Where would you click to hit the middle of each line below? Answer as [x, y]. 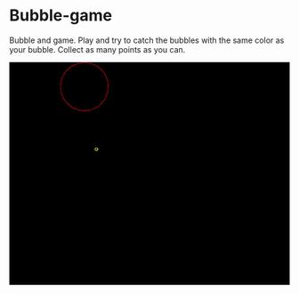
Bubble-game [61, 16]
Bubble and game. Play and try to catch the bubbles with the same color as [147, 40]
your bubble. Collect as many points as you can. [97, 49]
